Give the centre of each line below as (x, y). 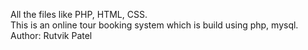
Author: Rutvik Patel (51, 35)
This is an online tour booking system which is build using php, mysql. (154, 25)
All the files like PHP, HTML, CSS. (79, 14)
